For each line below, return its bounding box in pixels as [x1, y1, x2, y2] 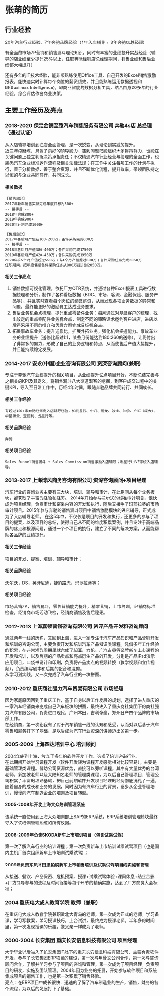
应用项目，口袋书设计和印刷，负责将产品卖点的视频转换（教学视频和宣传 [5, 659, 150, 665]
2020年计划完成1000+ [5, 222, 43, 227]
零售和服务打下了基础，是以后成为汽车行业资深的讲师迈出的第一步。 [5, 728, 142, 734]
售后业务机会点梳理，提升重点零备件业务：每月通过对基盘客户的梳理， [12, 310, 154, 316]
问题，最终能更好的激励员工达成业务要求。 [12, 304, 98, 310]
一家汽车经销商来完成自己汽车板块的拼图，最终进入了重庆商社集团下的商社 [5, 703, 155, 709]
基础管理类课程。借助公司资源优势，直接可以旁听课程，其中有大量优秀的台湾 [5, 765, 159, 771]
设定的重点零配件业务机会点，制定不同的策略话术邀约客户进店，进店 [16, 316, 154, 322]
